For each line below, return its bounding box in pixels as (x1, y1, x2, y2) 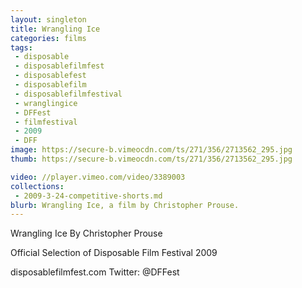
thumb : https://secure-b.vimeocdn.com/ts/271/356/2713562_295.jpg (10, 154, 293, 164)
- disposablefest (14, 71, 87, 81)
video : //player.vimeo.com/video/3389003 (10, 172, 186, 182)
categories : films (10, 33, 87, 43)
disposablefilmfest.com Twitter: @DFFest (10, 266, 180, 278)
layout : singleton (10, 14, 87, 25)
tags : (10, 42, 33, 53)
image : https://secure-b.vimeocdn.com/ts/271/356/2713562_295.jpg (10, 145, 293, 155)
